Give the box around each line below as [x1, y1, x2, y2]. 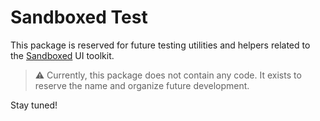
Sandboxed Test [10, 6, 148, 29]
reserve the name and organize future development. [34, 79, 250, 91]
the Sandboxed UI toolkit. [10, 49, 115, 61]
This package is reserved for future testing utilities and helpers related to [10, 39, 311, 51]
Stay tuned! [10, 99, 58, 111]
